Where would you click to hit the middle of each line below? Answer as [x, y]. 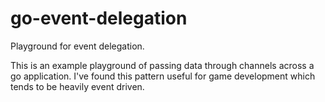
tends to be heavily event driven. [77, 86]
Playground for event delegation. [77, 46]
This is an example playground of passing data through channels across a [162, 65]
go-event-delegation [99, 18]
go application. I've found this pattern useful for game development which [163, 76]
